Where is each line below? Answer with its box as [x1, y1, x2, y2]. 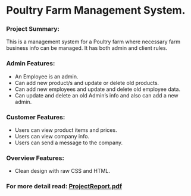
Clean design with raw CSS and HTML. [14, 167, 111, 175]
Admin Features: [6, 59, 55, 68]
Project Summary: [6, 25, 60, 33]
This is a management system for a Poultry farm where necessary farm [6, 38, 181, 45]
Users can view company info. [14, 133, 90, 140]
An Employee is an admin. [14, 72, 79, 80]
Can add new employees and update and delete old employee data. [14, 86, 180, 93]
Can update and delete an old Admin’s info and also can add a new [14, 91, 179, 99]
